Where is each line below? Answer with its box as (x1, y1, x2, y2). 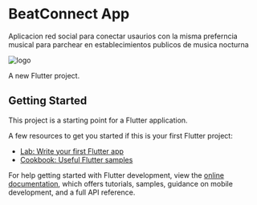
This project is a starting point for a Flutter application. (8, 115, 188, 125)
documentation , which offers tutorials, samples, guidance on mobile (8, 179, 233, 188)
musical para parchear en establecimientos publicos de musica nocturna (8, 39, 249, 49)
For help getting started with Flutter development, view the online (8, 170, 225, 180)
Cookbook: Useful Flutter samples (19, 155, 133, 164)
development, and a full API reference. (8, 187, 136, 197)
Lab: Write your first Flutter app (19, 146, 124, 156)
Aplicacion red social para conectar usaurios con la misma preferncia (8, 31, 239, 41)
